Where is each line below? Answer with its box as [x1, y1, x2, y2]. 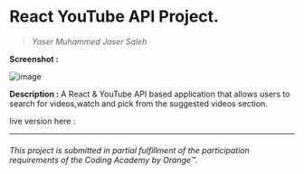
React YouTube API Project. [9, 6, 220, 27]
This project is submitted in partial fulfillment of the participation [9, 144, 251, 155]
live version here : [9, 115, 76, 126]
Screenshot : [9, 53, 59, 64]
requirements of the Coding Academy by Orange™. [9, 154, 198, 165]
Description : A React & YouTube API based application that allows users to [9, 88, 290, 99]
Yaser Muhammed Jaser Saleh [31, 36, 147, 47]
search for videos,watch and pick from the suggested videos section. [9, 97, 269, 109]
